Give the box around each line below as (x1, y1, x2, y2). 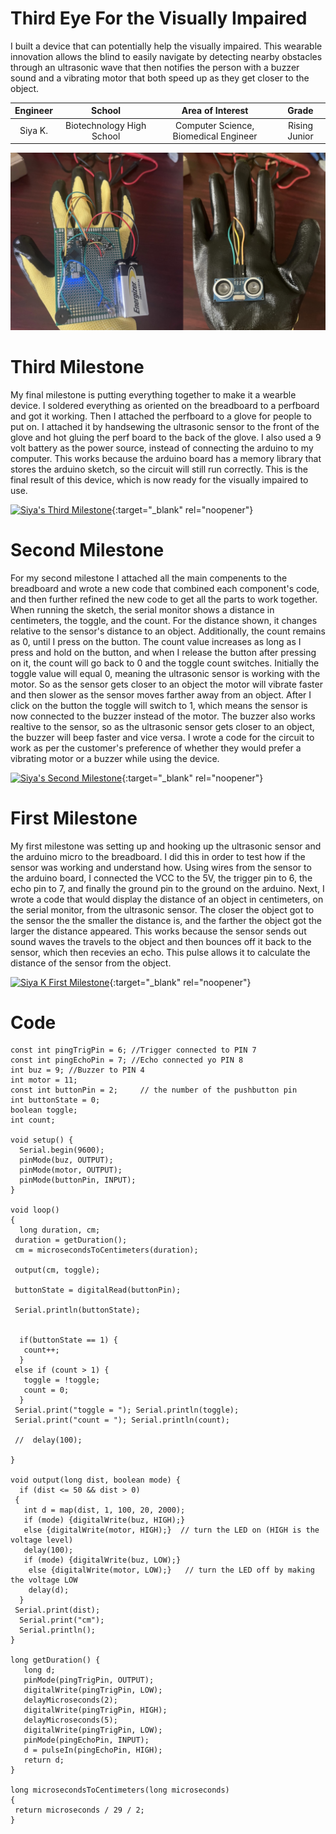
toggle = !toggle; (23, 1375, 101, 1386)
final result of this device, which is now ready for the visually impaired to (10, 473, 309, 486)
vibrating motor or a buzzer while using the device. (10, 752, 220, 764)
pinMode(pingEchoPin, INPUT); (23, 1735, 150, 1746)
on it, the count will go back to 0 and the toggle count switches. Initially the (10, 657, 320, 669)
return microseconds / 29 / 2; (14, 1805, 145, 1816)
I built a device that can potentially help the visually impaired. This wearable (10, 40, 323, 52)
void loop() (10, 1205, 60, 1216)
